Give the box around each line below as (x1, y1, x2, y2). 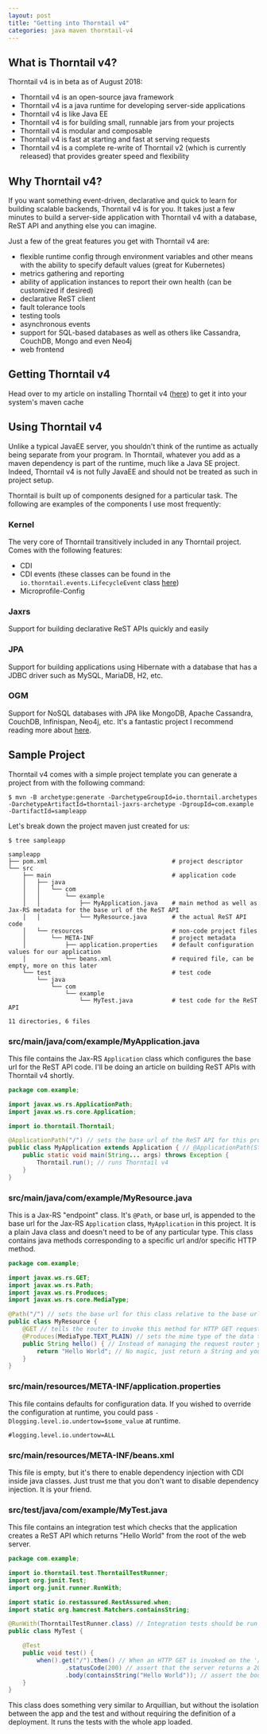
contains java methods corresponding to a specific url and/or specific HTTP (8, 1236, 257, 1245)
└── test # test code (22, 968, 212, 976)
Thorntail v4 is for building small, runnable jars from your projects (19, 118, 234, 127)
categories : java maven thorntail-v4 (8, 26, 133, 34)
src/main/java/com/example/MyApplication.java (8, 1035, 200, 1046)
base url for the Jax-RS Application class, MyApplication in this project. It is (8, 1218, 257, 1228)
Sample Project (8, 748, 86, 762)
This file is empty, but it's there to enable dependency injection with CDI (8, 1468, 244, 1477)
